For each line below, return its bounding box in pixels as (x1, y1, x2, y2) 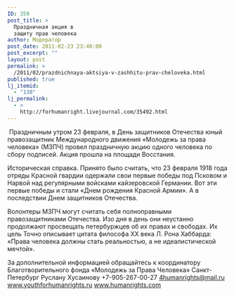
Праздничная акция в (13, 23, 74, 30)
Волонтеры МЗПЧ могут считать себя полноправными (7, 207, 172, 215)
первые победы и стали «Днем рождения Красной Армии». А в (7, 186, 199, 194)
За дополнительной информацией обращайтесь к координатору (7, 258, 201, 266)
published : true (7, 75, 55, 83)
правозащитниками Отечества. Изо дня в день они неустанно (7, 214, 194, 223)
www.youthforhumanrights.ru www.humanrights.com (7, 281, 162, 289)
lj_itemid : (7, 82, 39, 89)
